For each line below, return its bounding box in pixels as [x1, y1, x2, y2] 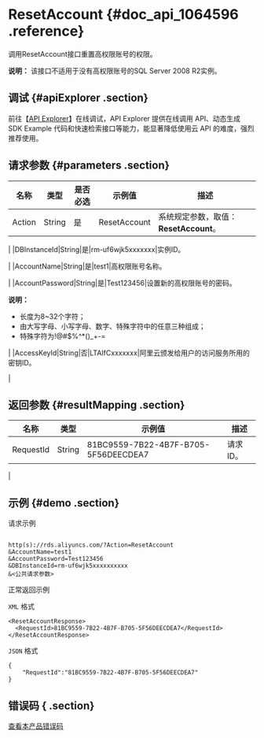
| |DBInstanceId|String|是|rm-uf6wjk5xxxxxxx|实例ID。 [8, 244, 185, 254]
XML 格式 [8, 602, 35, 611]
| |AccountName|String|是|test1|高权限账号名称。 [8, 261, 167, 271]
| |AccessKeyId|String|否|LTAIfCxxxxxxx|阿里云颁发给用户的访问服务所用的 [8, 348, 250, 358]
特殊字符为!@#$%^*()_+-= [19, 331, 106, 340]
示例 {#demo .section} [8, 496, 120, 510]
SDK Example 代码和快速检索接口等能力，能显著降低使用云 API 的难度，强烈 [8, 124, 255, 133]
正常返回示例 [8, 585, 49, 595]
